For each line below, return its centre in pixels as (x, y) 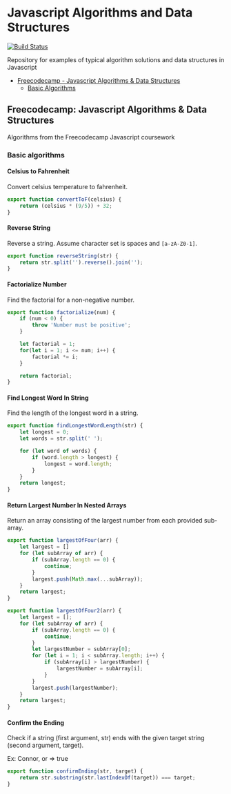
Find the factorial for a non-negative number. (71, 300)
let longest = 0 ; (44, 432)
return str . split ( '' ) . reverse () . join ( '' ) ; (81, 262)
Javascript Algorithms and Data (100, 13)
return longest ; (43, 483)
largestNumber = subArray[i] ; (100, 669)
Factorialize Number (37, 284)
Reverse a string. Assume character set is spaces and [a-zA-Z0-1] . (102, 243)
